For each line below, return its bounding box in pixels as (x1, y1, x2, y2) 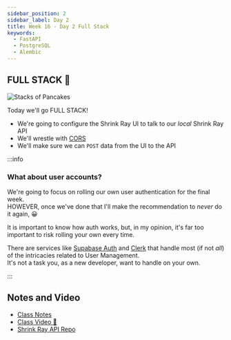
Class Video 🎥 (17, 317, 57, 325)
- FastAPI (13, 36, 41, 43)
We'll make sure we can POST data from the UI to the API (17, 141, 177, 149)
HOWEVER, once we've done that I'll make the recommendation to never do (7, 202, 223, 211)
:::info (7, 155, 23, 163)
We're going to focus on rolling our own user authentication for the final (7, 187, 210, 196)
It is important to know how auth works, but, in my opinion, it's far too (7, 223, 205, 232)
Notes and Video (7, 292, 81, 304)
